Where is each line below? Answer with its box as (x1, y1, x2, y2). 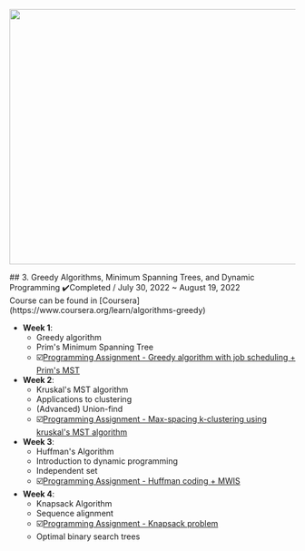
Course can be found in (9, 295, 98, 306)
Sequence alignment (35, 508, 113, 518)
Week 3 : (22, 437, 54, 447)
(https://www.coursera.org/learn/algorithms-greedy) (9, 305, 206, 315)
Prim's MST (35, 365, 80, 376)
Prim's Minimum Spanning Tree (35, 341, 154, 352)
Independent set (35, 466, 98, 476)
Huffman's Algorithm (35, 446, 114, 457)
